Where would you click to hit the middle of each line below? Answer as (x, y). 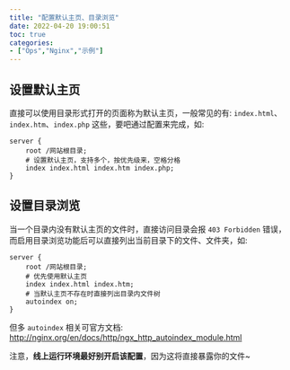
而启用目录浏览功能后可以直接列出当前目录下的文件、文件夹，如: (129, 240)
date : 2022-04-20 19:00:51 (60, 26)
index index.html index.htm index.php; (100, 168)
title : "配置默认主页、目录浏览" (64, 18)
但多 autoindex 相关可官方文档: (66, 327)
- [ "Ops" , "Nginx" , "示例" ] (57, 51)
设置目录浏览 (45, 206)
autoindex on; (52, 302)
